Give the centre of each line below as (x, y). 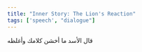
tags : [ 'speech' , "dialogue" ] (51, 20)
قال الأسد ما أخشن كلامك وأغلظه (50, 40)
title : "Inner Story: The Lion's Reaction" (72, 14)
